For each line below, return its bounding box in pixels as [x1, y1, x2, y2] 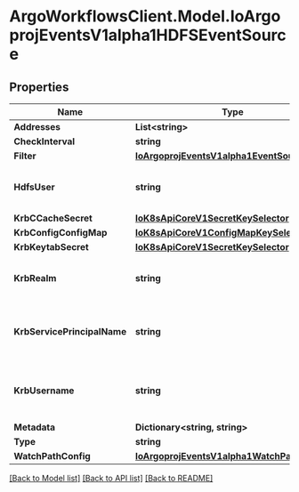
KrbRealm [13, 272, 57, 284]
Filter [13, 149, 37, 162]
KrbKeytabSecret [13, 241, 89, 253]
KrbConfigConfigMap [13, 227, 108, 238]
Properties [9, 79, 69, 94]
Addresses [13, 121, 61, 133]
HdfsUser [13, 181, 55, 193]
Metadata [13, 421, 56, 433]
